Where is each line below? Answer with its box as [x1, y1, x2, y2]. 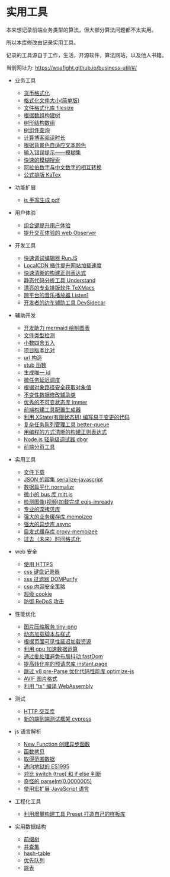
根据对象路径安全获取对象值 [23, 384, 92, 391]
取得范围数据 [23, 755, 55, 762]
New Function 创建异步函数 [23, 740, 91, 747]
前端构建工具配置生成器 [23, 406, 81, 413]
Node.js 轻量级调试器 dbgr [23, 435, 88, 443]
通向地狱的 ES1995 [23, 762, 70, 770]
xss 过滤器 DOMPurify [23, 575, 78, 583]
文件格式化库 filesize [23, 104, 74, 111]
